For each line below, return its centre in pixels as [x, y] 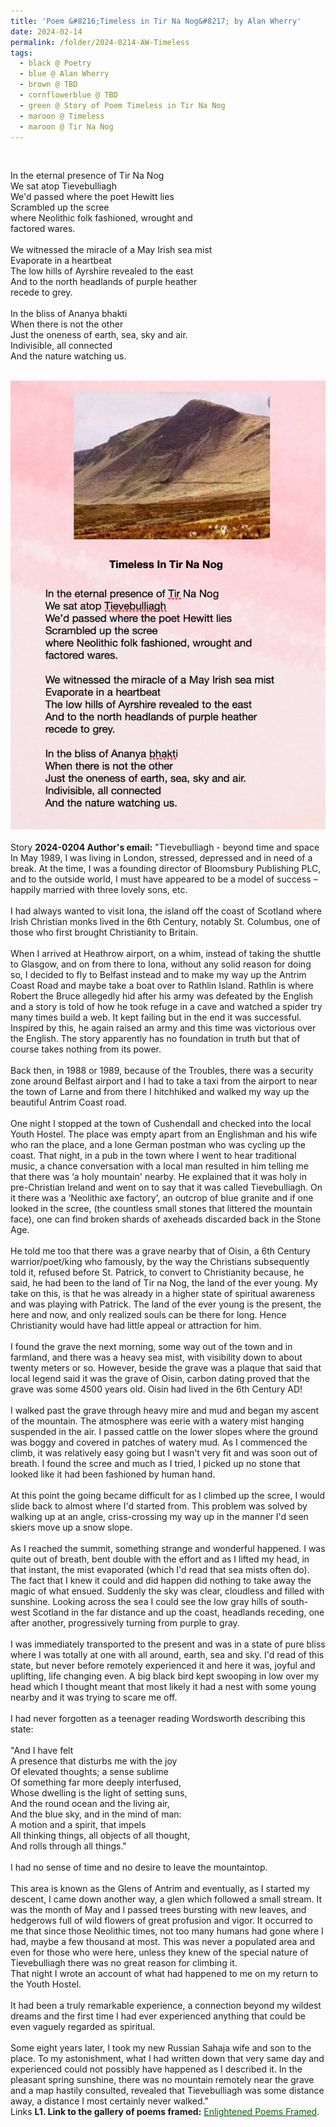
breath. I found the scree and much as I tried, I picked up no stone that [155, 1464]
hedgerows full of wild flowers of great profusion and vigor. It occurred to [161, 1921]
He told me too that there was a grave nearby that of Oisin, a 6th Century [160, 1251]
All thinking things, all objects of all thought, [100, 1836]
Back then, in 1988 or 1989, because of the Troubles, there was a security [162, 1071]
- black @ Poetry [55, 63]
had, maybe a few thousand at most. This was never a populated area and [163, 1942]
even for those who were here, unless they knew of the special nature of [159, 1952]
